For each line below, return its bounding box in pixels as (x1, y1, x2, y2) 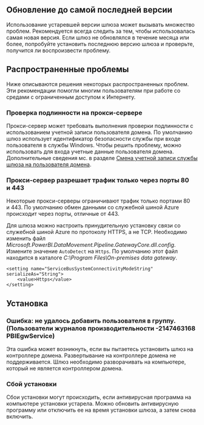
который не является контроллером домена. (6, 364, 123, 372)
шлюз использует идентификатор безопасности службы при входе (6, 135, 181, 142)
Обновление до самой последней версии (6, 5, 172, 15)
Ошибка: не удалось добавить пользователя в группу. (6, 316, 176, 325)
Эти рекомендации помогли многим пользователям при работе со (6, 87, 181, 94)
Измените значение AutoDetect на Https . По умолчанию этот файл (6, 248, 178, 255)
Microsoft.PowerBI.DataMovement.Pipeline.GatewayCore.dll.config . (6, 241, 176, 249)
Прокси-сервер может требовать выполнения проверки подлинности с (6, 122, 194, 129)
